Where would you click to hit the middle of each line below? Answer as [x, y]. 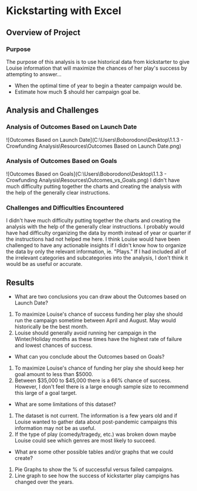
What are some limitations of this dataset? [65, 404]
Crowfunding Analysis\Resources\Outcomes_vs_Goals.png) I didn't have [93, 180]
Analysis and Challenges [52, 110]
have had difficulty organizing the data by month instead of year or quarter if [98, 233]
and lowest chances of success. [53, 345]
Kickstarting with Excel [64, 11]
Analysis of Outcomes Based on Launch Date [72, 127]
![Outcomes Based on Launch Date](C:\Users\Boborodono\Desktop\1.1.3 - [95, 139]
